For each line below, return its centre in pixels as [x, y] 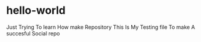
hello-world [36, 10]
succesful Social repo [33, 33]
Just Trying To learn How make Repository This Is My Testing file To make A [101, 27]
